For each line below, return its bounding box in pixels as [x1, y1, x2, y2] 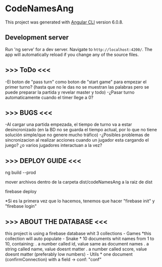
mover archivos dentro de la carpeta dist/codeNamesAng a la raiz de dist [5, 179, 153, 185]
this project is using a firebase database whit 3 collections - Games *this [5, 231, 152, 236]
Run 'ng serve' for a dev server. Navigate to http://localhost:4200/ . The [5, 46, 153, 52]
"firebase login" [5, 203, 37, 209]
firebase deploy [5, 189, 37, 194]
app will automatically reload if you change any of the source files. [5, 51, 139, 57]
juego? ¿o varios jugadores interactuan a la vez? [5, 143, 102, 148]
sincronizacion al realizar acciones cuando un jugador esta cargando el [5, 137, 149, 143]
